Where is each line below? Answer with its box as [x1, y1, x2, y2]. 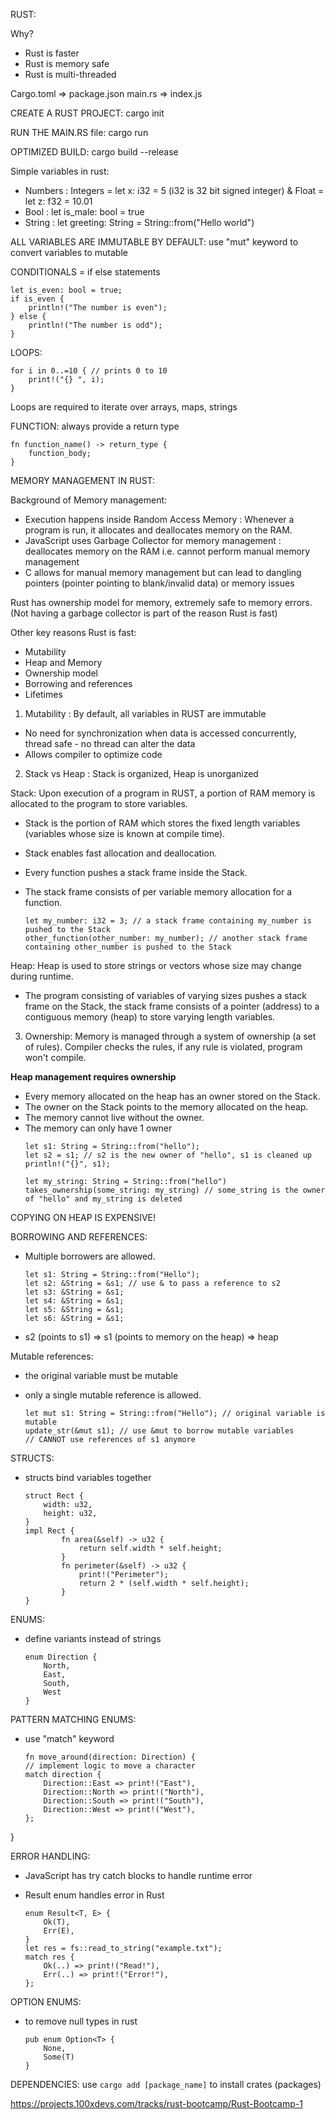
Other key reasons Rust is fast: [10, 627, 137, 638]
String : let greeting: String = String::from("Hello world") [24, 217, 255, 228]
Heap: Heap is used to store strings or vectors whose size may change [10, 960, 303, 971]
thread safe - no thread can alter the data [24, 738, 196, 749]
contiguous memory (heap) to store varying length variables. [24, 1011, 276, 1023]
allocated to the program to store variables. [10, 798, 188, 809]
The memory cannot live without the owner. [24, 1112, 205, 1123]
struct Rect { [24, 1491, 84, 1501]
